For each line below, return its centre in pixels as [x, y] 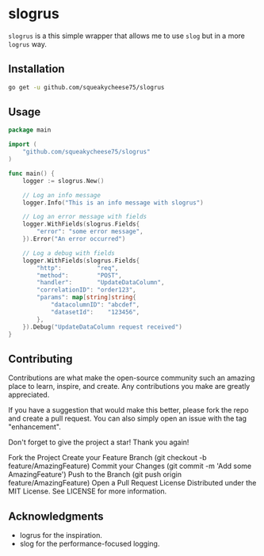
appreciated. [29, 395]
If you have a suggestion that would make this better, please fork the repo [128, 410]
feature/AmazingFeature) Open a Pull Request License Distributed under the [132, 483]
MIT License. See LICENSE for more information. [88, 491]
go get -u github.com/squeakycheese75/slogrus [86, 87]
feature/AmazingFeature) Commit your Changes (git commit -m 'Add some [130, 466]
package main [30, 130]
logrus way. [28, 44]
